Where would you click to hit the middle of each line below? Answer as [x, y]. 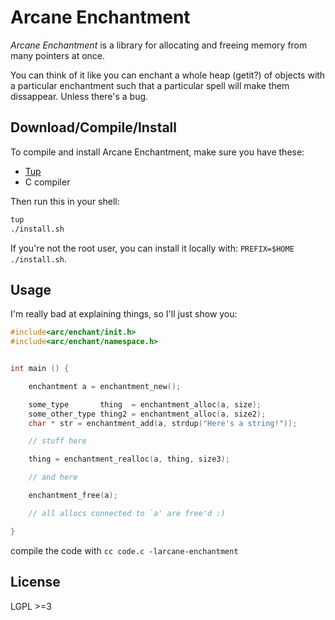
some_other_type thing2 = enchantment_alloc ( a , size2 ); [147, 414]
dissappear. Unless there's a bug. [79, 96]
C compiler [47, 182]
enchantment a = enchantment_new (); [105, 386]
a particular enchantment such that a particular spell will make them [150, 85]
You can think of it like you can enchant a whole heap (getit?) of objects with [168, 75]
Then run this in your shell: [65, 201]
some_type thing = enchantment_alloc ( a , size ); [145, 404]
